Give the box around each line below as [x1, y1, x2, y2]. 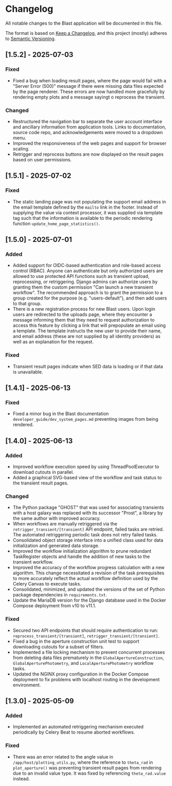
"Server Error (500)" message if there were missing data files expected [12, 83, 164, 89]
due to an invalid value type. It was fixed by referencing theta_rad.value [12, 770, 166, 776]
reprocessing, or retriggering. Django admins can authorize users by [12, 278, 158, 285]
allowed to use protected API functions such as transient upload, [12, 273, 150, 279]
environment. [12, 682, 41, 688]
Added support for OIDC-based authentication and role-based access [12, 263, 161, 269]
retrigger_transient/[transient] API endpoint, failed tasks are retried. [12, 526, 164, 532]
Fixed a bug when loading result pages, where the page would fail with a [12, 78, 167, 84]
